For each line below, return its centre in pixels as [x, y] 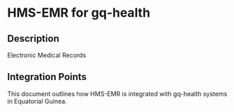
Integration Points [47, 77]
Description [33, 39]
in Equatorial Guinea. [37, 101]
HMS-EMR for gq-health [79, 13]
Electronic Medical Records [47, 55]
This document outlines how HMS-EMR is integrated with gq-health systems [117, 94]
